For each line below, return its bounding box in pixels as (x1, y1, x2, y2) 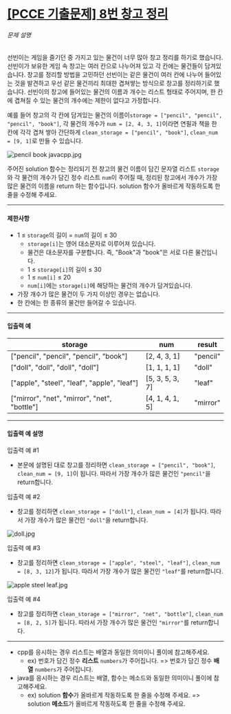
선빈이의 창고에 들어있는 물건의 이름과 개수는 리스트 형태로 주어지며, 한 (27, 87, 217, 96)
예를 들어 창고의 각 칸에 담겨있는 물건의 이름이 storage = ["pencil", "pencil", (7, 111, 222, 119)
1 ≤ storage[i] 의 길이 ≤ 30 (27, 265, 102, 273)
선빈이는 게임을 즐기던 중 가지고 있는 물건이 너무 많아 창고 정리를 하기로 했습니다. (7, 53, 223, 62)
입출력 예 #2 (7, 493, 41, 501)
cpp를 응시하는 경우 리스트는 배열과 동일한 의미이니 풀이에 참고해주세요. (16, 648, 210, 656)
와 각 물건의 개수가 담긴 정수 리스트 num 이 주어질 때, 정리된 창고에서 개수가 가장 (7, 174, 218, 182)
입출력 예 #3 (7, 544, 41, 552)
